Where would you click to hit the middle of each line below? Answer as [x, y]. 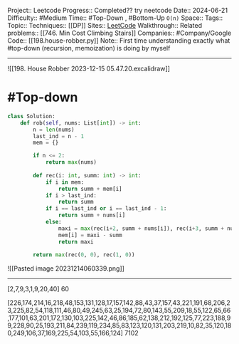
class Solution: [31, 116]
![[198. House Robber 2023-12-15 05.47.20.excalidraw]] [89, 68]
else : [53, 222]
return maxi [76, 241]
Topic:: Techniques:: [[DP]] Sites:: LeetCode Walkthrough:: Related [105, 25]
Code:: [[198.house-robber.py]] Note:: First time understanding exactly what [119, 41]
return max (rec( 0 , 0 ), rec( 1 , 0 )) [84, 255]
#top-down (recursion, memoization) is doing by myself [89, 48]
